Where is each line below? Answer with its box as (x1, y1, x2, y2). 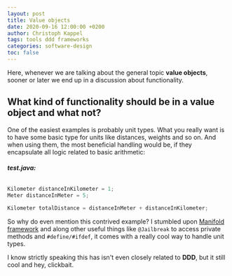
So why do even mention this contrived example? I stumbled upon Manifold (7, 217, 225, 226)
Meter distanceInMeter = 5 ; (7, 191, 90, 199)
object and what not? (7, 107, 102, 119)
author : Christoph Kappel (7, 29, 83, 37)
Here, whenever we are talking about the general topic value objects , (7, 68, 208, 77)
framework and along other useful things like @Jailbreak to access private (7, 224, 221, 233)
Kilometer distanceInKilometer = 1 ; (7, 185, 114, 192)
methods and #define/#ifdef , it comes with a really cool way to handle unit (7, 232, 224, 240)
